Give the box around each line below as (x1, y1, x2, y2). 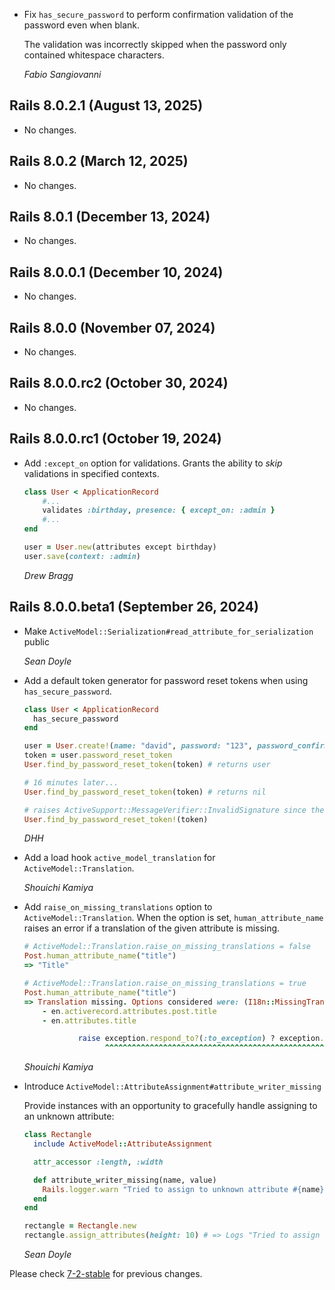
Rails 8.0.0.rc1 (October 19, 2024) (9, 430, 222, 448)
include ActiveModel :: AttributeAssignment (33, 1139, 213, 1149)
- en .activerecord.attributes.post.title (42, 1006, 217, 1016)
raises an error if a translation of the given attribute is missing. (23, 922, 281, 934)
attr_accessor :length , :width (33, 1157, 164, 1167)
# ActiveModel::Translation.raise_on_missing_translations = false (23, 942, 311, 952)
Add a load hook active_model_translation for (23, 852, 216, 864)
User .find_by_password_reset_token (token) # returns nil (23, 787, 267, 797)
